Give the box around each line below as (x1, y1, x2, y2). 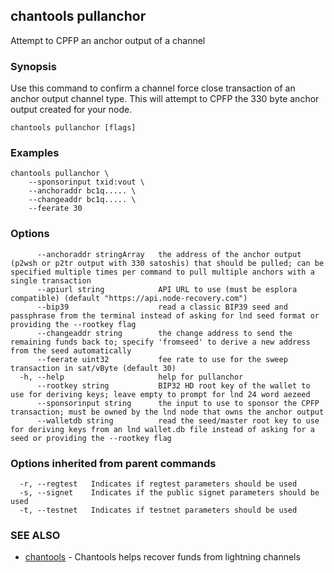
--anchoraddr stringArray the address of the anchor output (36, 249, 302, 259)
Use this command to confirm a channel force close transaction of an (10, 82, 296, 94)
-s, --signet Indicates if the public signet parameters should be (19, 488, 320, 498)
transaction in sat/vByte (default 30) (10, 363, 177, 373)
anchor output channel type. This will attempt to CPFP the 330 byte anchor (10, 93, 320, 105)
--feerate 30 (28, 204, 83, 214)
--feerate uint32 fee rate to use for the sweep (36, 354, 288, 364)
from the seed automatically (10, 345, 132, 356)
